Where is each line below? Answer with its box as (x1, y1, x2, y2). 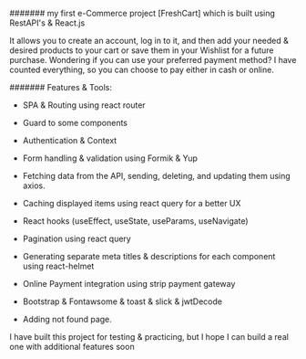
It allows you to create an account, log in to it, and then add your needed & (9, 36, 289, 46)
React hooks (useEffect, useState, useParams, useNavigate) (22, 216, 249, 227)
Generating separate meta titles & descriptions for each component (22, 251, 276, 261)
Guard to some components (22, 118, 128, 128)
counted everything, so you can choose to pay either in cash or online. (9, 64, 275, 75)
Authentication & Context (22, 135, 117, 145)
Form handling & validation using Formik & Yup (22, 153, 199, 164)
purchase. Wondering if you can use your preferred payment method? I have (9, 55, 297, 65)
